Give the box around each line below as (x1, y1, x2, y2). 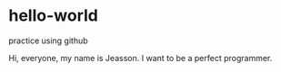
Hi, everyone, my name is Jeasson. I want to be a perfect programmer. (8, 52, 273, 63)
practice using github (8, 35, 88, 46)
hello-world (8, 5, 99, 26)
